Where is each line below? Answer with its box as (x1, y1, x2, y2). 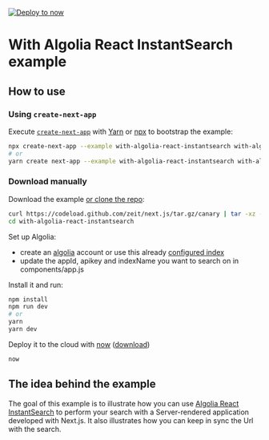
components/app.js (19, 264, 84, 274)
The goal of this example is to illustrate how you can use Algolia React (8, 398, 239, 408)
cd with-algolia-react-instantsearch (8, 217, 134, 225)
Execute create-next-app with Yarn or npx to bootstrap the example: (8, 127, 234, 136)
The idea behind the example (8, 377, 156, 391)
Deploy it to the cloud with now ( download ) (8, 339, 151, 349)
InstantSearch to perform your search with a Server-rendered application (8, 407, 250, 417)
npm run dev (8, 303, 48, 311)
